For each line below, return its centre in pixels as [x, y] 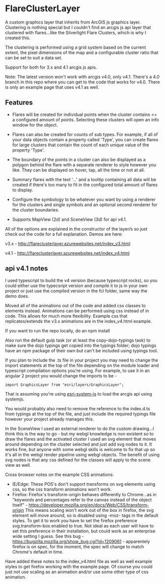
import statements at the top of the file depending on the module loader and [82, 365]
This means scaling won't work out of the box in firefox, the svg [89, 510]
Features [19, 103]
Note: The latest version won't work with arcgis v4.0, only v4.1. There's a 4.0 [82, 77]
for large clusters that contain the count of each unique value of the [81, 145]
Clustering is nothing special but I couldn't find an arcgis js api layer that [78, 27]
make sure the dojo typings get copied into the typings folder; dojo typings [81, 345]
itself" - [20, 505]
